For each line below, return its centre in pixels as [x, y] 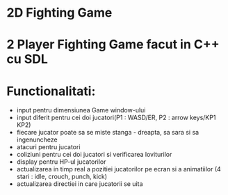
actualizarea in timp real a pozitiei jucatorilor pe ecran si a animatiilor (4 [119, 169]
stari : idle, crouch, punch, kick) [62, 177]
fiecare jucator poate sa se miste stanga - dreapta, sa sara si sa [108, 133]
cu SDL [27, 59]
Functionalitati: [51, 91]
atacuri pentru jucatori [48, 147]
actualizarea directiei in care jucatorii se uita [80, 184]
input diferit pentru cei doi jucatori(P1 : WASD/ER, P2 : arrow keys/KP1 [116, 118]
